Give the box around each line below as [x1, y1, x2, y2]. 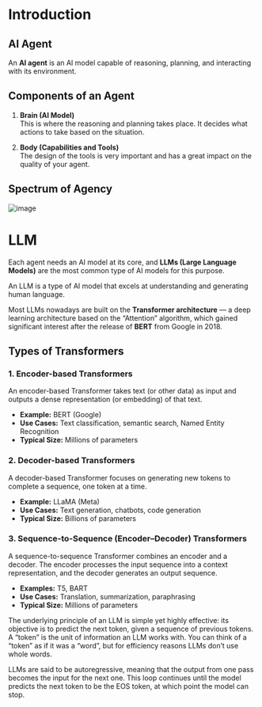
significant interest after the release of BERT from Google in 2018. [8, 321, 223, 331]
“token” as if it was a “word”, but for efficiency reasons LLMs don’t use [8, 640, 239, 650]
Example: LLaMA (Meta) [19, 496, 101, 506]
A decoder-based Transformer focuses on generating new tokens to [8, 473, 231, 482]
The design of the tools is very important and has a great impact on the [19, 150, 252, 160]
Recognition [19, 427, 59, 436]
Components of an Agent [8, 89, 135, 103]
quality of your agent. [19, 159, 90, 169]
